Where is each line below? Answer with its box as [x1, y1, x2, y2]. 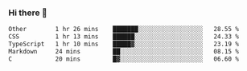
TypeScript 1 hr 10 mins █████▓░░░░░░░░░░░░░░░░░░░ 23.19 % [8, 40, 240, 49]
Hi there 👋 [8, 7, 48, 18]
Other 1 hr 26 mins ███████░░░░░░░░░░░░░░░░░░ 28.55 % [8, 26, 240, 34]
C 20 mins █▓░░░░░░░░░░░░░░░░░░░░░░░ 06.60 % [8, 55, 240, 63]
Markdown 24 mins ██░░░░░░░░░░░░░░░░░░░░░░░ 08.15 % [8, 47, 240, 55]
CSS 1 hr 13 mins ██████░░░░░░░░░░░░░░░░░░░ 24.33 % [8, 33, 240, 41]
